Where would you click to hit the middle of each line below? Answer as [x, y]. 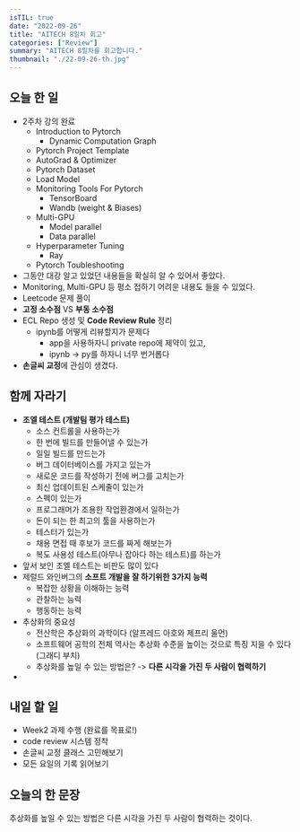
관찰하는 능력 [59, 599]
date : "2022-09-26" [46, 26]
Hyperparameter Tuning [80, 245]
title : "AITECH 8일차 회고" [58, 34]
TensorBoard [73, 197]
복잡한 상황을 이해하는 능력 [82, 588]
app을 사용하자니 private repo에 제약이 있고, [127, 343]
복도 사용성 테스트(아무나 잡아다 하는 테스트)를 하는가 [128, 554]
